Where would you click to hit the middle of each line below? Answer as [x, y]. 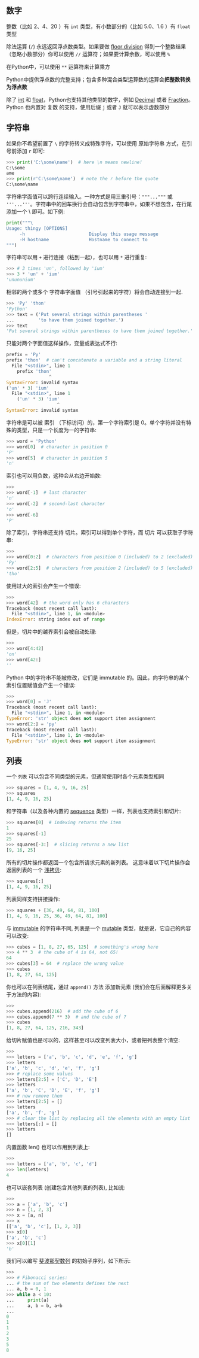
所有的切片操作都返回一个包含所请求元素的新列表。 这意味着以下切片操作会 [98, 862]
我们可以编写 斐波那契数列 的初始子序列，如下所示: [69, 1261]
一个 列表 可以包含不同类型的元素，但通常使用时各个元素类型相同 [85, 776]
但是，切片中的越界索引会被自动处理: [52, 632]
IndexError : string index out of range [56, 619]
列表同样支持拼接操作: [33, 899]
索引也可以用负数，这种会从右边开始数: [54, 476]
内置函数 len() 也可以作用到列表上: [48, 1147]
